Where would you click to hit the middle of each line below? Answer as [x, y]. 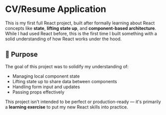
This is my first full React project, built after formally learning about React [80, 23]
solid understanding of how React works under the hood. [63, 39]
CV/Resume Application [56, 9]
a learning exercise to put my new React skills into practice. [67, 107]
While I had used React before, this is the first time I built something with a [81, 33]
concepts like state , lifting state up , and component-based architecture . [81, 28]
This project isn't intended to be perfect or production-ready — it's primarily [83, 102]
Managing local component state [46, 76]
